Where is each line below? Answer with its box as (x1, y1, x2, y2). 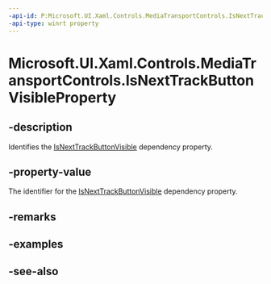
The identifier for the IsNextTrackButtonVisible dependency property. (8, 186, 238, 196)
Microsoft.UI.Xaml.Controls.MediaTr (8, 54, 256, 73)
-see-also (8, 265, 59, 278)
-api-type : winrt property (8, 19, 99, 27)
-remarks (8, 210, 56, 223)
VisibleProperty (8, 88, 117, 106)
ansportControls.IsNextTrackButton (8, 71, 255, 90)
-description (8, 120, 73, 134)
